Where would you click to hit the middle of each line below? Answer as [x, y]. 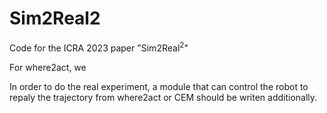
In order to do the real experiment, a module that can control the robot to [159, 86]
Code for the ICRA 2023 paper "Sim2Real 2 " [99, 47]
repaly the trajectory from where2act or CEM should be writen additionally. [163, 97]
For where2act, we [48, 67]
